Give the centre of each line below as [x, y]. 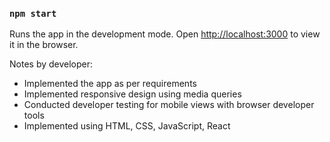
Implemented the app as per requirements [110, 84]
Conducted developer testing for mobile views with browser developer [169, 105]
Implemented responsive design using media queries [132, 94]
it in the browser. [44, 45]
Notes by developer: [51, 64]
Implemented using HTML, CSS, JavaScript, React [127, 126]
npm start [33, 13]
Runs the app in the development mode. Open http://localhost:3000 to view [165, 34]
